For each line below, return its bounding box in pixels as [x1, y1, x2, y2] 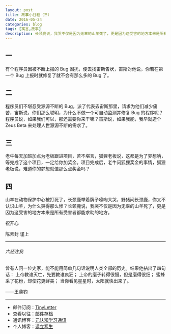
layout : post [5, 7, 33, 13]
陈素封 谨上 [5, 231, 29, 237]
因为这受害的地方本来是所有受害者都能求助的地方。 [5, 210, 112, 216]
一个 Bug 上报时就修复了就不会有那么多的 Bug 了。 [5, 72, 112, 78]
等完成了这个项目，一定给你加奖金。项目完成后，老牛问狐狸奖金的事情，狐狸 [5, 159, 166, 166]
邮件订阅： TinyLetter [12, 304, 57, 311]
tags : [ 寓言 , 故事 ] [5, 27, 42, 32]
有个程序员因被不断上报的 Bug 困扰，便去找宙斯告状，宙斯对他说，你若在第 [5, 66, 163, 72]
